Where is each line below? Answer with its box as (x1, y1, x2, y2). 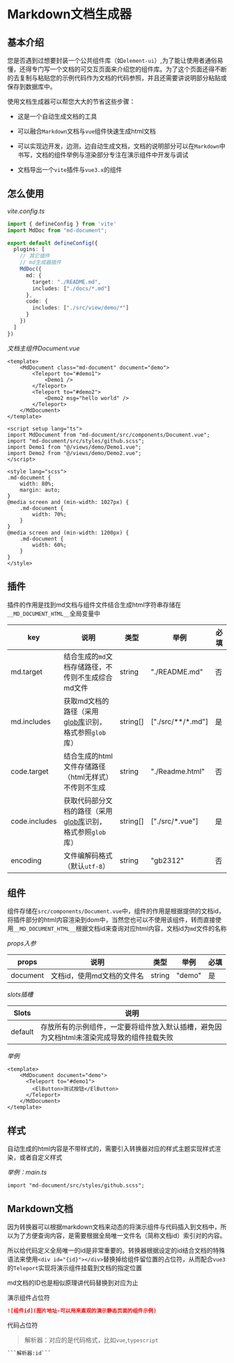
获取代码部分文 (63, 795, 113, 805)
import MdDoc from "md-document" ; (7, 226, 108, 234)
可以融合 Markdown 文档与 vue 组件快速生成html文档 (17, 127, 157, 135)
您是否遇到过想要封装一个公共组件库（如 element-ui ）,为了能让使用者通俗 (7, 57, 217, 64)
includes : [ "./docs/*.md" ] (32, 284, 111, 292)
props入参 (7, 939, 36, 948)
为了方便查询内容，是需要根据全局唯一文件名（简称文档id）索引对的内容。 (13, 1231, 226, 1239)
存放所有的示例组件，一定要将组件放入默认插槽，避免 (40, 1022, 215, 1032)
